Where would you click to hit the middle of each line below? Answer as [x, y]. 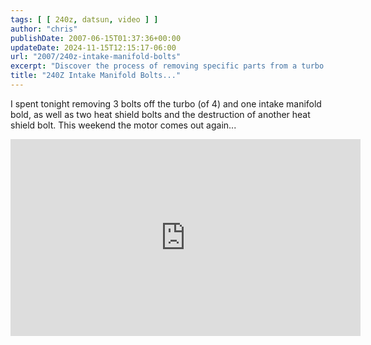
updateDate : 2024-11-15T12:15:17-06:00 [93, 47]
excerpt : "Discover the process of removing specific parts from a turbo [167, 66]
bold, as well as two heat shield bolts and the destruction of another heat [160, 114]
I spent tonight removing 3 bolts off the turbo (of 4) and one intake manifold [166, 103]
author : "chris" [44, 29]
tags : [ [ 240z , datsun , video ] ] [84, 19]
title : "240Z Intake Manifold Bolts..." [96, 76]
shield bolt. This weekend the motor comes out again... [123, 125]
